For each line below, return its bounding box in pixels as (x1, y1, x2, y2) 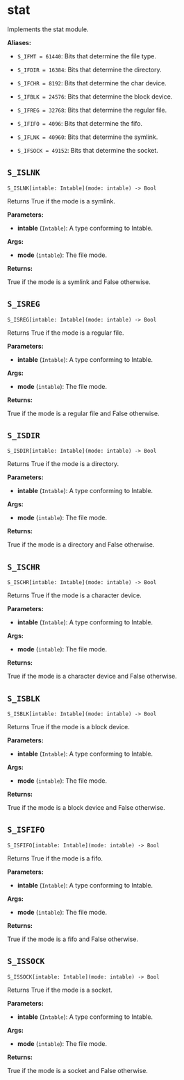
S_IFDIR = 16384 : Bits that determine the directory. (17, 65, 162, 74)
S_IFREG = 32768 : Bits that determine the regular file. (17, 106, 167, 114)
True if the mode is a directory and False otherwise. (7, 540, 155, 549)
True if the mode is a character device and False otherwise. (7, 672, 177, 681)
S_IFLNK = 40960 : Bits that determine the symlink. (17, 133, 158, 141)
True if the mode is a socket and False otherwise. (7, 1066, 148, 1074)
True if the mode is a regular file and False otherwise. (7, 409, 160, 417)
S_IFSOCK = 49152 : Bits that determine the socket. (17, 146, 158, 154)
